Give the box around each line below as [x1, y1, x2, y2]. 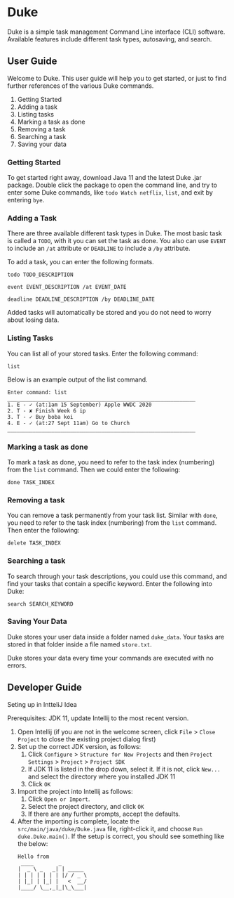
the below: [17, 839, 48, 847]
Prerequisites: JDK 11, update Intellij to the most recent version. [7, 714, 189, 722]
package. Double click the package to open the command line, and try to [7, 181, 218, 190]
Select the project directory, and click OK [27, 802, 144, 810]
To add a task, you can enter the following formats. [7, 258, 154, 266]
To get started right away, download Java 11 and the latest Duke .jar [7, 174, 202, 182]
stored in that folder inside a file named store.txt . [7, 640, 152, 649]
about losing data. [7, 315, 60, 324]
